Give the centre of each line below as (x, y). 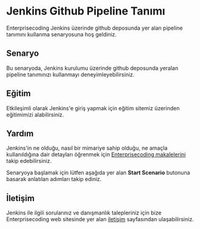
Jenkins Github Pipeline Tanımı (86, 11)
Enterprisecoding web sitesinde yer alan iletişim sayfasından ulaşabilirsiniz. (100, 219)
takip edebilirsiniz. (29, 161)
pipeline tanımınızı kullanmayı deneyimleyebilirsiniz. (71, 75)
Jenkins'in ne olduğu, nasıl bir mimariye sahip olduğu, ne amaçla (87, 148)
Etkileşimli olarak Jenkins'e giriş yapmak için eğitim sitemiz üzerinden (93, 108)
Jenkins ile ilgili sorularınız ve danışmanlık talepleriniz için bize (84, 213)
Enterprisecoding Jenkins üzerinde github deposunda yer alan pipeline (95, 28)
